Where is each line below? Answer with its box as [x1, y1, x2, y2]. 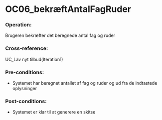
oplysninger [12, 86, 37, 92]
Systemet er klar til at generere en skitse [12, 109, 96, 115]
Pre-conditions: [5, 69, 44, 76]
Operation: [5, 21, 32, 28]
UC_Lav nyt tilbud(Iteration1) [5, 56, 63, 62]
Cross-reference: [5, 45, 48, 52]
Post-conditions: [5, 98, 47, 105]
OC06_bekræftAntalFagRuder [5, 3, 131, 15]
